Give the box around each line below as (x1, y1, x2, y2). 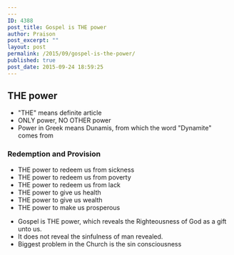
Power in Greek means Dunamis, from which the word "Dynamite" (17, 124, 212, 132)
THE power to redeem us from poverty (17, 172, 132, 182)
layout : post (7, 43, 46, 51)
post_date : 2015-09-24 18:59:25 (7, 63, 103, 71)
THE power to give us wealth (17, 195, 103, 204)
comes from (17, 131, 54, 140)
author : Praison (7, 30, 56, 38)
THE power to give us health (17, 188, 101, 197)
